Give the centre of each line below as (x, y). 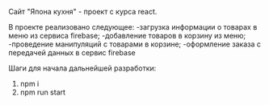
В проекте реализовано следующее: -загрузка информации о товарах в (133, 27)
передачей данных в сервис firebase (72, 52)
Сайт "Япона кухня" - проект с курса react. (83, 12)
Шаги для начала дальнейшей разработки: (82, 68)
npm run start (43, 92)
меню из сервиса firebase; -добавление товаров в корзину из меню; (127, 36)
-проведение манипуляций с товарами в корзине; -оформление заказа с (134, 44)
